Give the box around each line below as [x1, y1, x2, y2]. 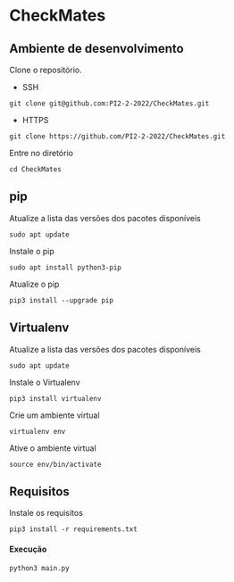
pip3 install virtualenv [9, 394, 102, 403]
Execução [9, 544, 47, 554]
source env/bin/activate [9, 460, 102, 469]
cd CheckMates [9, 165, 63, 174]
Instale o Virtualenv [9, 377, 80, 387]
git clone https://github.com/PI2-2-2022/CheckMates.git [9, 132, 226, 141]
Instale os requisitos [9, 508, 83, 519]
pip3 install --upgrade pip [9, 295, 114, 304]
